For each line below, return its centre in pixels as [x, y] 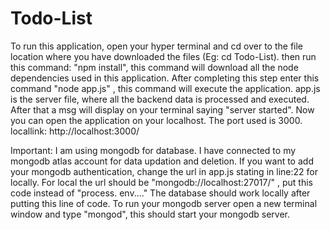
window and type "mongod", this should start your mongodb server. [150, 214]
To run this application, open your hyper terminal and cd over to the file [157, 46]
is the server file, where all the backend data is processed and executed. [160, 99]
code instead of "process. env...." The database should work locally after [160, 193]
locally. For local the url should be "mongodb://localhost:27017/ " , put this [161, 182]
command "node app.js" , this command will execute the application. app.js [165, 88]
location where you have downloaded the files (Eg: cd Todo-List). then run [163, 56]
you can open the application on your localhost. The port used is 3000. [156, 120]
